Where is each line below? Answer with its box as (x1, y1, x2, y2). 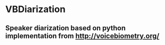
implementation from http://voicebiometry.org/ (5, 31, 160, 40)
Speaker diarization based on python (5, 24, 126, 32)
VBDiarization (5, 4, 66, 15)
